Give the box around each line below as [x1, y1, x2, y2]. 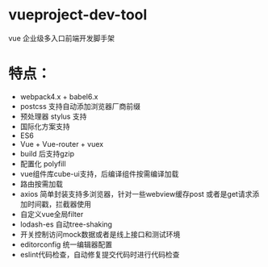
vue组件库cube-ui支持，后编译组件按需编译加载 [19, 169, 179, 178]
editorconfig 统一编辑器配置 [19, 240, 113, 249]
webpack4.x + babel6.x [19, 91, 98, 102]
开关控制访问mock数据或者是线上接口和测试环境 [19, 229, 181, 239]
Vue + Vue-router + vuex [19, 139, 103, 148]
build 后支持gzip [19, 148, 75, 158]
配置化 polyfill [19, 159, 66, 169]
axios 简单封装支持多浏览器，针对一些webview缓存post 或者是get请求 [19, 189, 253, 198]
